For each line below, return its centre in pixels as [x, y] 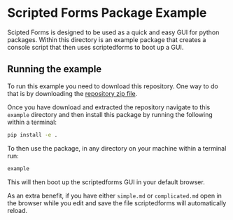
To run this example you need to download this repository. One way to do [113, 86]
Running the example [55, 69]
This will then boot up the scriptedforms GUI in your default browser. [106, 182]
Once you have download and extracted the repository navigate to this [109, 107]
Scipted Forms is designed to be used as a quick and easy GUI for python [113, 32]
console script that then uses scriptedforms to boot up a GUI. [96, 47]
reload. [17, 210]
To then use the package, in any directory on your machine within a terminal [117, 148]
